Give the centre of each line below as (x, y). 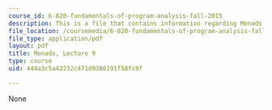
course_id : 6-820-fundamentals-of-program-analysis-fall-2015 (115, 16)
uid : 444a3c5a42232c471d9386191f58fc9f (76, 69)
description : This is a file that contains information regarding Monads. (137, 23)
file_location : (34, 31)
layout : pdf (28, 46)
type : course (30, 61)
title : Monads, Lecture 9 (52, 53)
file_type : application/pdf (56, 38)
